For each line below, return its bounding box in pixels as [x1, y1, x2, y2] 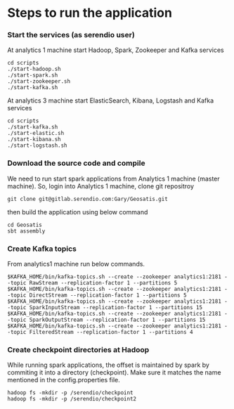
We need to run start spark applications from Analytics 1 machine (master [7, 174, 220, 183]
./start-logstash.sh [7, 142, 68, 149]
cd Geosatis [7, 221, 42, 228]
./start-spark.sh [7, 72, 58, 79]
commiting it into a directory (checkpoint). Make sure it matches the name [7, 368, 221, 377]
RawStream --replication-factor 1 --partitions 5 [29, 280, 178, 287]
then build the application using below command [7, 207, 148, 216]
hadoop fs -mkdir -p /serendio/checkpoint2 [7, 396, 137, 403]
